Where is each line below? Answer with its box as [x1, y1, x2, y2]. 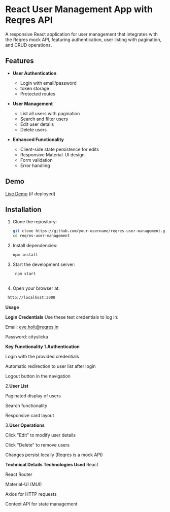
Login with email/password [20, 80, 77, 86]
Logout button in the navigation [5, 373, 71, 379]
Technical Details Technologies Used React [5, 461, 98, 467]
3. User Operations [5, 422, 45, 428]
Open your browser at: [12, 285, 60, 291]
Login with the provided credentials [5, 353, 80, 359]
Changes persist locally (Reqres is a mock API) [5, 452, 103, 458]
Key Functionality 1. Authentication [5, 344, 80, 350]
